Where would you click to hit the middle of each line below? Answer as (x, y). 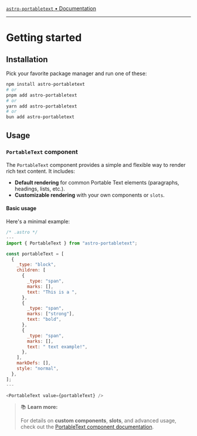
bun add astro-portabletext (40, 117)
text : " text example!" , (57, 347)
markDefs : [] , (34, 363)
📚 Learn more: (39, 407)
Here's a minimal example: (38, 222)
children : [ (31, 270)
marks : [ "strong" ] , (51, 314)
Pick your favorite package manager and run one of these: (77, 73)
